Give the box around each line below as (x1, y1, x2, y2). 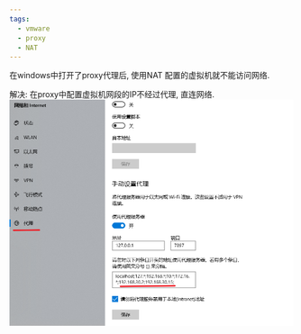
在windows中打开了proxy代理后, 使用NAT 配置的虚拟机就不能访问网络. (9, 70, 270, 81)
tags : (9, 14, 30, 23)
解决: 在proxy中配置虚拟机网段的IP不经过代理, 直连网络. (9, 89, 214, 100)
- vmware (17, 23, 50, 33)
